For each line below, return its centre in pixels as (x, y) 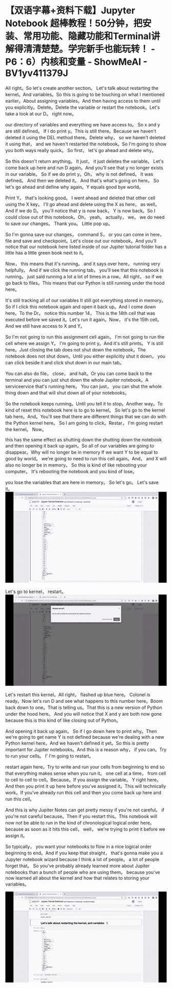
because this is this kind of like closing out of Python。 (63, 720)
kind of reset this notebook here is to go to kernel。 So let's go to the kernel (85, 410)
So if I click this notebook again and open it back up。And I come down (81, 307)
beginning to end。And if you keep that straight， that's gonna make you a (84, 853)
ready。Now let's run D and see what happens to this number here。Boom (84, 701)
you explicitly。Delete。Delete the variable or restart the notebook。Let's (83, 107)
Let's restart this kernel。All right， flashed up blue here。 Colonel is (78, 695)
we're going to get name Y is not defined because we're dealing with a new (85, 737)
